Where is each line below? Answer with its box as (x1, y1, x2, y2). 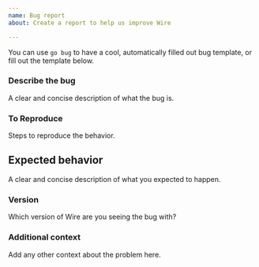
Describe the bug (8, 76, 77, 87)
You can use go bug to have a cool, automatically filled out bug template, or (8, 47, 253, 57)
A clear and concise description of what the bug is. (8, 93, 175, 102)
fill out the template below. (8, 56, 95, 65)
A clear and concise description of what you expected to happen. (8, 174, 221, 184)
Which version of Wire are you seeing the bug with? (8, 212, 177, 221)
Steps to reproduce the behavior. (8, 131, 116, 140)
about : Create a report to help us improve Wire (8, 19, 171, 27)
